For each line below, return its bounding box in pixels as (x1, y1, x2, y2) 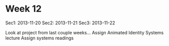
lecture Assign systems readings (5, 35, 74, 41)
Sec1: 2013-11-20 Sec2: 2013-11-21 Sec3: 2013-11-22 (5, 20, 116, 26)
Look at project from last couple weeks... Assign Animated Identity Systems (5, 29, 164, 35)
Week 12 (5, 3, 42, 15)
